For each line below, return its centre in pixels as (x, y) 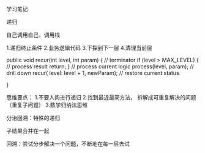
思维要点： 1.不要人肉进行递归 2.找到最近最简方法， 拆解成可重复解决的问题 (102, 97)
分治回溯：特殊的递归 (33, 118)
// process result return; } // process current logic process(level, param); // (100, 66)
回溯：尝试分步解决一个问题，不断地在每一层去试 (68, 144)
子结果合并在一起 (28, 131)
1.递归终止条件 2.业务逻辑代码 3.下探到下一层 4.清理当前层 (80, 48)
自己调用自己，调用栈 (33, 35)
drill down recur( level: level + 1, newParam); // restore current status (93, 73)
